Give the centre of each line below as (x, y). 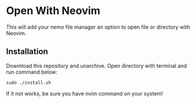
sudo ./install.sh (29, 83)
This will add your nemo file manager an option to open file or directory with (98, 27)
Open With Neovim (53, 11)
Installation (27, 52)
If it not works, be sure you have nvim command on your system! (85, 93)
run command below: (32, 72)
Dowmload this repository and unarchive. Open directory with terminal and (97, 66)
